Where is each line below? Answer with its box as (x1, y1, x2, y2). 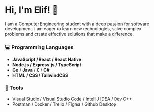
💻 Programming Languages (5, 44, 74, 51)
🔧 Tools (5, 84, 23, 91)
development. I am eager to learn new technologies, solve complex (5, 26, 142, 31)
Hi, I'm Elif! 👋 (5, 4, 58, 16)
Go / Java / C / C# (12, 67, 50, 73)
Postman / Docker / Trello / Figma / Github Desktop (12, 101, 116, 107)
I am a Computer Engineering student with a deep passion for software (5, 21, 150, 27)
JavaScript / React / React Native (12, 56, 81, 63)
